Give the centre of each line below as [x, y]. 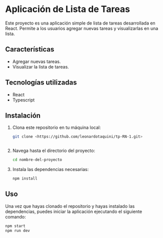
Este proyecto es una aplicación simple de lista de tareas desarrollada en [80, 23]
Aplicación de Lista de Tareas [67, 9]
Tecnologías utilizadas [41, 83]
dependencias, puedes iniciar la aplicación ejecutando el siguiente [74, 211]
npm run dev [17, 230]
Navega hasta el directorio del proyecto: [54, 150]
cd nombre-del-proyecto [37, 160]
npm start [15, 226]
